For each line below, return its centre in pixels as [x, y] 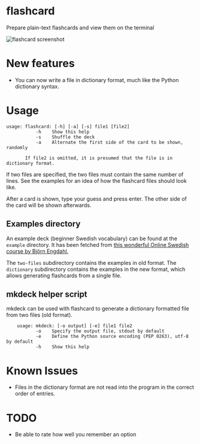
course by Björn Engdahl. [37, 251]
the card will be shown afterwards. [49, 205]
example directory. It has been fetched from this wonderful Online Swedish [98, 244]
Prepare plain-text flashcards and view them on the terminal [80, 28]
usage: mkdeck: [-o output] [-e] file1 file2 [75, 326]
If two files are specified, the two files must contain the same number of [95, 174]
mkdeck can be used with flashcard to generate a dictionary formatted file [98, 309]
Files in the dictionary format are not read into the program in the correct [104, 387]
